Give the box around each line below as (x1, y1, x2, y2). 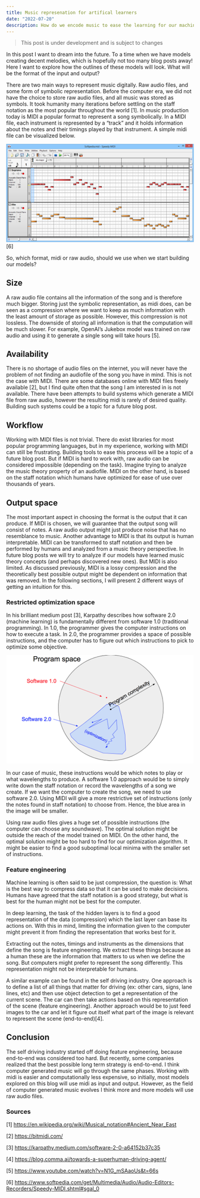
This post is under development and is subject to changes (20, 39, 163, 47)
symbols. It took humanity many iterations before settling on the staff (6, 100, 176, 107)
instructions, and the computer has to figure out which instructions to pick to (6, 637, 194, 644)
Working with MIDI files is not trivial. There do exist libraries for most (6, 436, 174, 443)
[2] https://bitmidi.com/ (6, 1132, 64, 1140)
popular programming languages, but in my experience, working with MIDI (6, 442, 189, 450)
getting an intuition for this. (6, 583, 73, 590)
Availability (6, 349, 49, 359)
